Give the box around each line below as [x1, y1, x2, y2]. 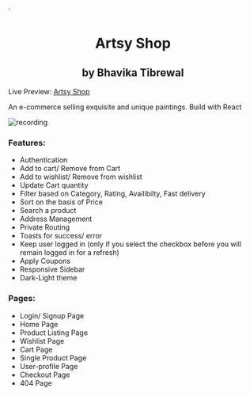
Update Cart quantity [19, 181, 89, 190]
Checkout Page [19, 370, 70, 379]
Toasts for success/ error [19, 231, 103, 241]
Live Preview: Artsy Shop [8, 87, 90, 96]
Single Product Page [19, 352, 87, 363]
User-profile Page [19, 361, 78, 371]
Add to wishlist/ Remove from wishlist [19, 172, 142, 181]
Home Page [19, 319, 59, 329]
